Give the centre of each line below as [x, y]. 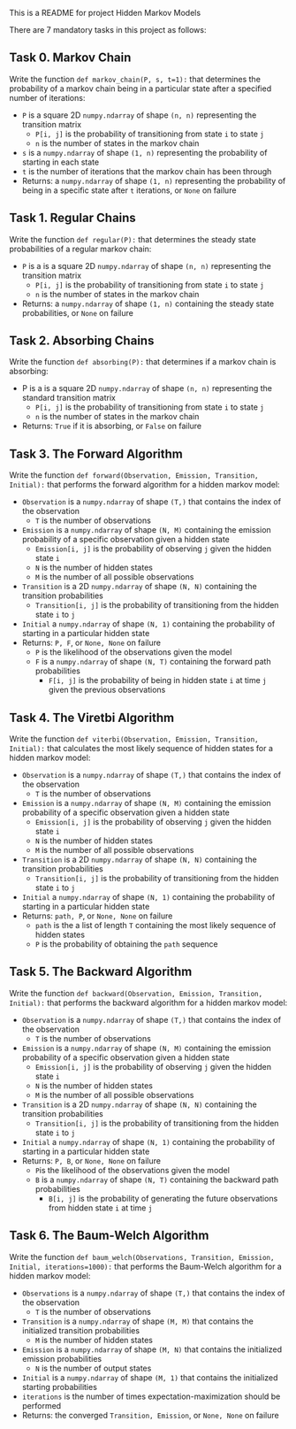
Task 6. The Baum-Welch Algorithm [109, 1236]
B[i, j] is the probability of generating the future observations [163, 1198]
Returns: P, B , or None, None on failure [91, 1160]
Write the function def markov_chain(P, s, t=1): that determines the [135, 79]
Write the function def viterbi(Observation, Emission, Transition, [134, 739]
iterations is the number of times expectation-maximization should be [151, 1396]
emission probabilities [62, 1358]
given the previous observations [107, 690]
